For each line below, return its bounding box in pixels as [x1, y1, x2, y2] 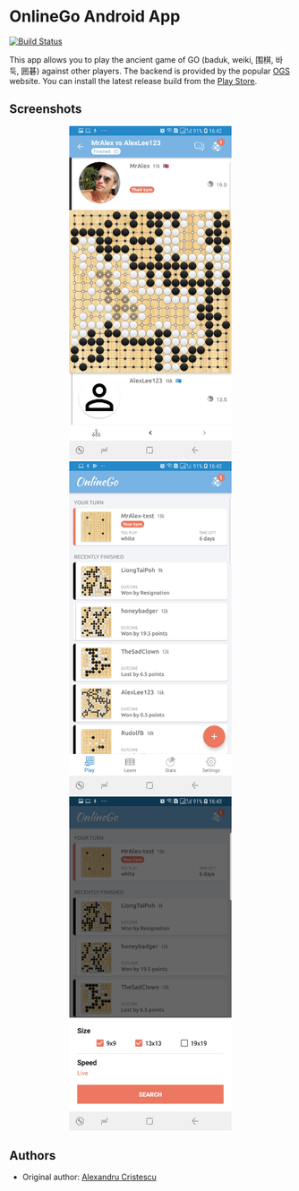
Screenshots [9, 101, 82, 117]
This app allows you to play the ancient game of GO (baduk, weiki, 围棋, [9, 54, 274, 64]
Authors [9, 1148, 56, 1163]
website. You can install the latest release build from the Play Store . [9, 75, 258, 86]
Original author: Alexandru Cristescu [21, 1171, 157, 1183]
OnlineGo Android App [9, 6, 181, 27]
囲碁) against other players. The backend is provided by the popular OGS [21, 65, 291, 76]
